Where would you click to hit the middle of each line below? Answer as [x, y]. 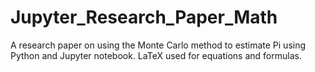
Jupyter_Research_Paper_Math [144, 17]
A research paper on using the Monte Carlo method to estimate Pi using [158, 45]
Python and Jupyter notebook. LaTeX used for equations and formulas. [156, 55]
